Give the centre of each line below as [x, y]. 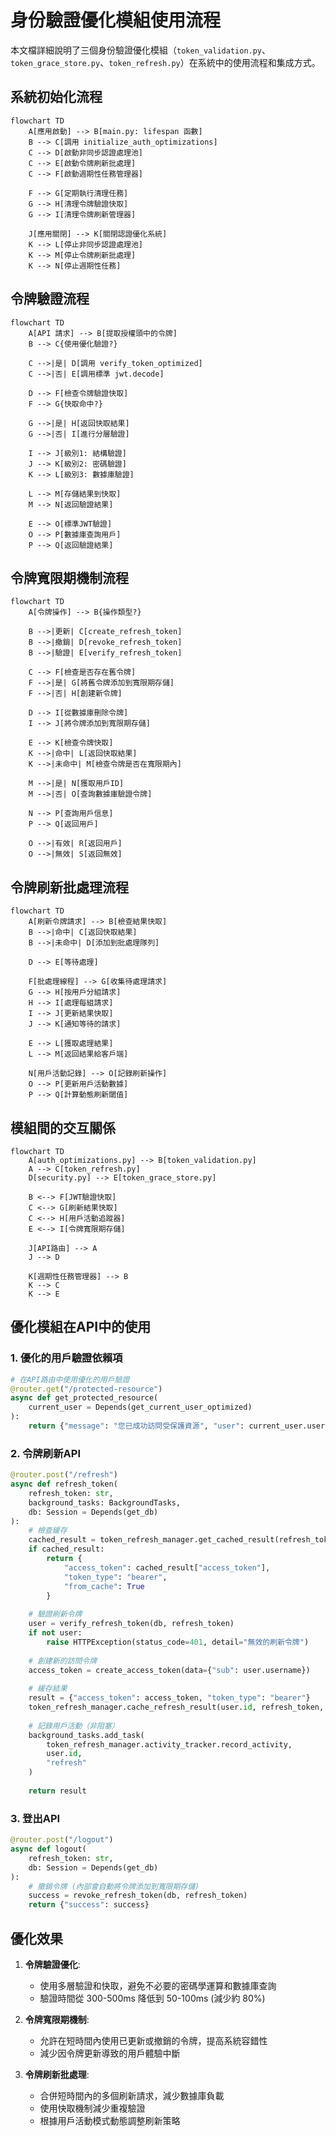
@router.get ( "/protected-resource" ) [86, 1389]
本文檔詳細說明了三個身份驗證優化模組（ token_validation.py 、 [141, 50]
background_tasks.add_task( [86, 1735]
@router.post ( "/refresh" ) [64, 1475]
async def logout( [48, 1849]
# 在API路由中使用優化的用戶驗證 [70, 1379]
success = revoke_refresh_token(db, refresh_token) [138, 1896]
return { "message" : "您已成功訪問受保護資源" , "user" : [136, 1426]
